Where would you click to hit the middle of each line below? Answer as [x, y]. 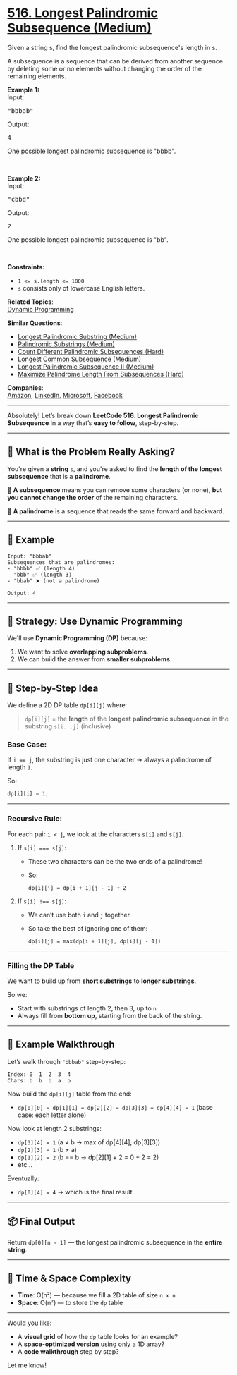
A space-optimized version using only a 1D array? [91, 1344]
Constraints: [26, 267]
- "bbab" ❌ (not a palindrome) [54, 581]
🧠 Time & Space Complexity [69, 1278]
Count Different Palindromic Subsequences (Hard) [91, 351]
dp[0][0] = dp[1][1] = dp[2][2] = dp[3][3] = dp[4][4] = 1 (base [115, 1107]
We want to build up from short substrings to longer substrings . [102, 981]
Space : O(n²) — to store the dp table [70, 1303]
